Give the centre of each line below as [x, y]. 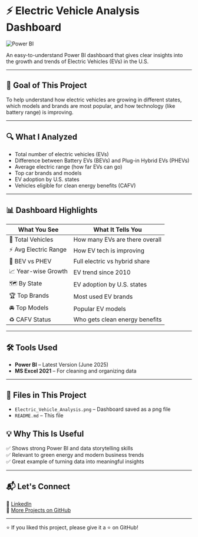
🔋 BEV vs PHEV [30, 261]
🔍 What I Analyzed [42, 137]
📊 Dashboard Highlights [52, 210]
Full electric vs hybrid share [112, 261]
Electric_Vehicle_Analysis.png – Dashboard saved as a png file [93, 409]
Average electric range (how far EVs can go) [68, 167]
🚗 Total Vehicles [31, 240]
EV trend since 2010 [102, 272]
